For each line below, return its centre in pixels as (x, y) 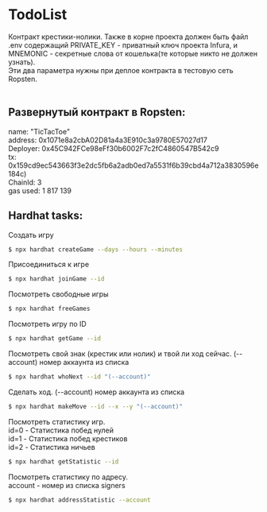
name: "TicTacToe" (39, 131)
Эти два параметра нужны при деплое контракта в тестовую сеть (121, 70)
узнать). (22, 62)
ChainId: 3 (25, 182)
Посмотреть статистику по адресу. (68, 477)
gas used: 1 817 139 (40, 190)
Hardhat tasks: (46, 216)
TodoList (38, 15)
